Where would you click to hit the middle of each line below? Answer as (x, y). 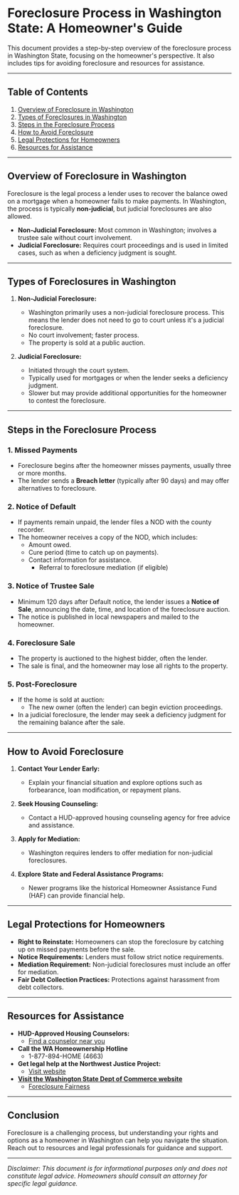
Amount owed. (50, 545)
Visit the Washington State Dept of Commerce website (100, 1079)
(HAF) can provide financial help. (76, 896)
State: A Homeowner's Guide (95, 28)
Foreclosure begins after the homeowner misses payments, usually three (124, 466)
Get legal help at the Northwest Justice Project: (89, 1063)
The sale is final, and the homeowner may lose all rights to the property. (123, 666)
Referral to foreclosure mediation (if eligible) (103, 568)
